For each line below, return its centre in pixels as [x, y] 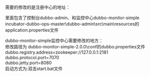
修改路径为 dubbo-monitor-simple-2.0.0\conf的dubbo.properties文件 [75, 47]
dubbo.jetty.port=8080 [28, 63]
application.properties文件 [32, 30]
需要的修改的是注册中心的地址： [38, 7]
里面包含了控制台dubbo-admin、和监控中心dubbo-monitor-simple [72, 18]
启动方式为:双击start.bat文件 [34, 69]
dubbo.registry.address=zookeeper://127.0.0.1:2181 [57, 52]
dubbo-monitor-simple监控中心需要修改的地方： [54, 40]
